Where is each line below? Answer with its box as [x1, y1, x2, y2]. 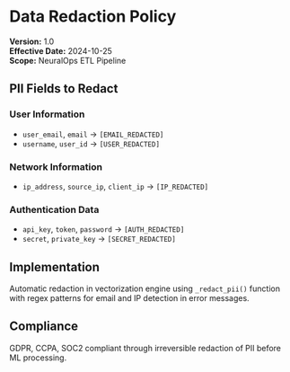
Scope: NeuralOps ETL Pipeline [9, 55, 127, 66]
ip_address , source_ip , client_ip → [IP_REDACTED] [22, 181, 209, 191]
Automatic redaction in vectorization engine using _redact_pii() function [9, 283, 281, 294]
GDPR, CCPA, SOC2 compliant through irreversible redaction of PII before [9, 342, 281, 353]
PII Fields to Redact [9, 81, 119, 96]
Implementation [9, 259, 101, 275]
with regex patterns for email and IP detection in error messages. [9, 293, 250, 304]
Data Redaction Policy [9, 6, 177, 27]
